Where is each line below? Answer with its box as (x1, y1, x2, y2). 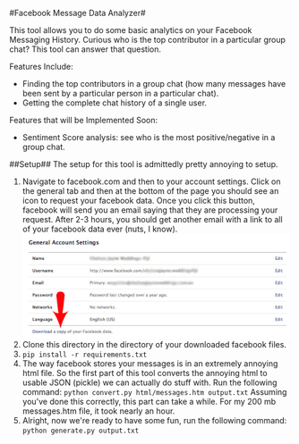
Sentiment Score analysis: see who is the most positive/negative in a (21, 132, 276, 142)
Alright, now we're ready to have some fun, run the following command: (21, 415, 287, 425)
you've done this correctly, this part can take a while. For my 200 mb (21, 396, 277, 406)
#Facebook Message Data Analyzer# (9, 8, 146, 18)
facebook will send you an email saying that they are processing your (21, 205, 278, 215)
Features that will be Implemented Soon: (9, 115, 158, 125)
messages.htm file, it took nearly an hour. (21, 406, 175, 416)
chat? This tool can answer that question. (9, 44, 162, 54)
